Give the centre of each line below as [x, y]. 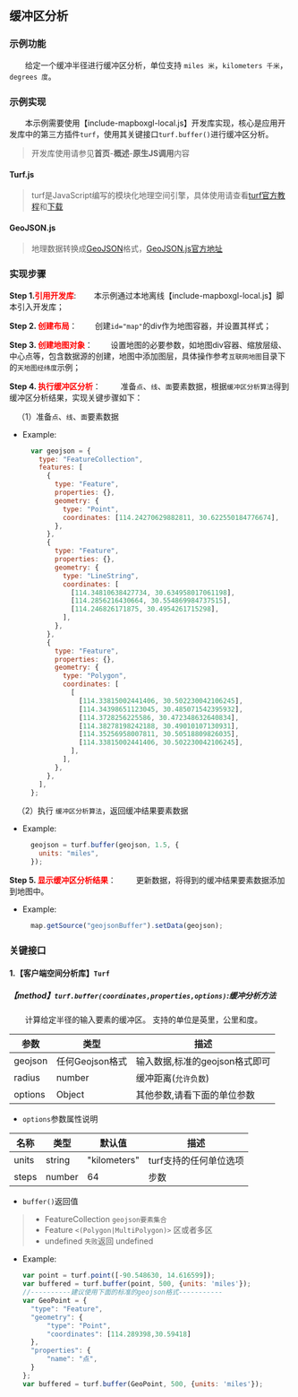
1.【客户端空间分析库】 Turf [60, 973]
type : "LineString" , [101, 576]
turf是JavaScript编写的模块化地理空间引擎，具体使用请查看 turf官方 [154, 195]
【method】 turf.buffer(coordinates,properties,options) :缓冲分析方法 [143, 996]
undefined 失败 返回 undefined [99, 1241]
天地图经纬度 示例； [49, 367]
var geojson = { [61, 451]
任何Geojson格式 [92, 1062]
